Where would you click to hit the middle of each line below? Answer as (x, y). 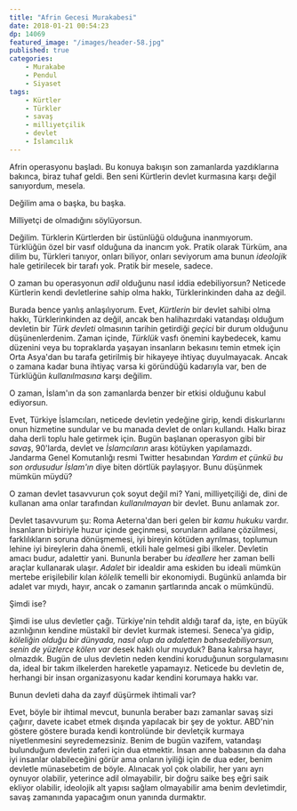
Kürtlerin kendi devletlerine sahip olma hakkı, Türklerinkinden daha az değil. (148, 292)
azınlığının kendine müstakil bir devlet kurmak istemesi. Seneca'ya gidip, (142, 630)
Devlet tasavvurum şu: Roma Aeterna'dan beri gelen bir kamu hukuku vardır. (149, 520)
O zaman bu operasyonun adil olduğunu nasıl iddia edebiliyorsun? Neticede (148, 283)
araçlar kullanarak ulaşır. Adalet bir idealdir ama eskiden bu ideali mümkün (145, 567)
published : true (39, 51)
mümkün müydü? (41, 476)
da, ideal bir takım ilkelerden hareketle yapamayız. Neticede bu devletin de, (147, 668)
